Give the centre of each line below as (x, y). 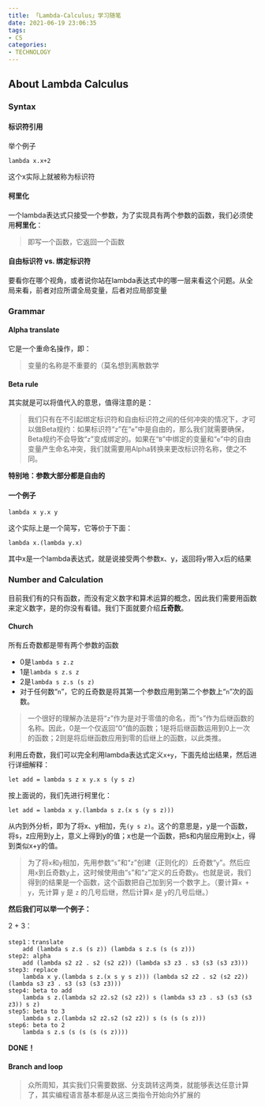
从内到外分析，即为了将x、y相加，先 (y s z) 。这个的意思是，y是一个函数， (130, 826)
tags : (17, 30)
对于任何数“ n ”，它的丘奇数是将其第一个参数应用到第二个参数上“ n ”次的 (133, 691)
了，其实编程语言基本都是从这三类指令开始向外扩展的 (114, 1095)
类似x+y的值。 (38, 845)
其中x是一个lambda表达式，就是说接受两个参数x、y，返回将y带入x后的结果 (130, 559)
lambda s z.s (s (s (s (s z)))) (75, 1032)
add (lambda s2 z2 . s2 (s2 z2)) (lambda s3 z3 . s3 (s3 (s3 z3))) (135, 963)
